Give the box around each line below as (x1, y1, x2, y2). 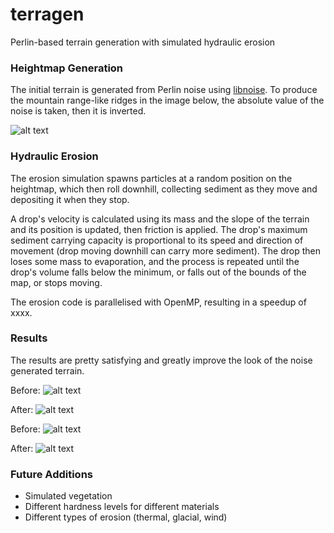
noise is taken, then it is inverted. (10, 105, 147, 117)
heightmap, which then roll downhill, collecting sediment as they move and (10, 183, 318, 195)
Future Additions (10, 467, 93, 481)
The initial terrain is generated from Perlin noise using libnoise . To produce (10, 84, 318, 96)
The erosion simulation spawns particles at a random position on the (10, 172, 293, 184)
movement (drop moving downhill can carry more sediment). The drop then (10, 244, 321, 257)
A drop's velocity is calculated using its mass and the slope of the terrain (10, 213, 310, 225)
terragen (10, 3, 85, 26)
